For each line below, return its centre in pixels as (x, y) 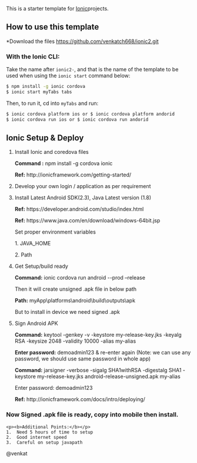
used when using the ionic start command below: (68, 75)
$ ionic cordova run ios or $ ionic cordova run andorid (77, 119)
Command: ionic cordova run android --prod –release (80, 278)
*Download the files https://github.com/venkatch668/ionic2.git (82, 41)
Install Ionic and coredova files (52, 152)
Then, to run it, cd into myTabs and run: (52, 103)
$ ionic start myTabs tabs (39, 92)
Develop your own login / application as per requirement (83, 186)
